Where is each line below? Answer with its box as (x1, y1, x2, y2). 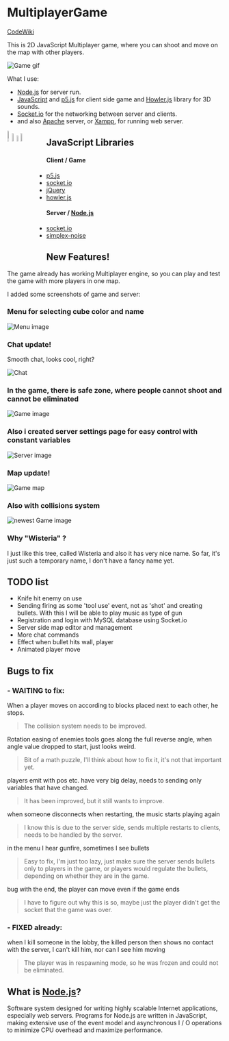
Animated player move (16, 646, 81, 654)
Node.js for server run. (16, 88, 81, 96)
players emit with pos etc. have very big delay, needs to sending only (7, 776, 202, 785)
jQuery (46, 186, 66, 194)
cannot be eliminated (7, 394, 79, 404)
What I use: (7, 74, 40, 83)
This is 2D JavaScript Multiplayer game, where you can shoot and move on (7, 40, 219, 49)
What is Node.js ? (7, 985, 82, 998)
